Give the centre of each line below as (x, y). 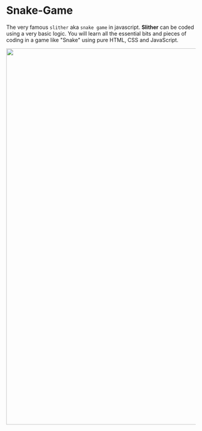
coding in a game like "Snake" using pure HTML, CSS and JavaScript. (92, 40)
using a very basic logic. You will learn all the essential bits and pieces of (96, 33)
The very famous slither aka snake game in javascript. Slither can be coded (100, 27)
